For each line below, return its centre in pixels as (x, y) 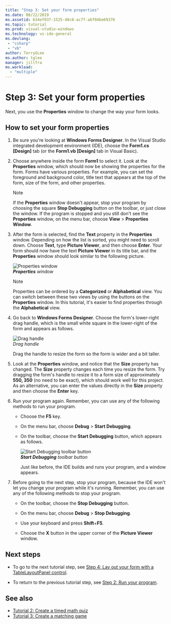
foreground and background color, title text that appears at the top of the (89, 177)
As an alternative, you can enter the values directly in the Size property (88, 386)
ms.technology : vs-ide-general (39, 34)
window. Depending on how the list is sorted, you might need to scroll (86, 239)
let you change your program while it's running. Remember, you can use (88, 488)
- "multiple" (24, 72)
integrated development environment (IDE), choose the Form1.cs (81, 145)
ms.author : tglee (24, 58)
